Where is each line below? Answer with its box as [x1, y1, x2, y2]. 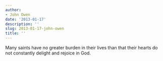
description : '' [5, 21, 39, 27]
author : [5, 7, 22, 13]
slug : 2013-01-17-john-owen [5, 26, 65, 31]
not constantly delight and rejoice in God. [5, 50, 91, 56]
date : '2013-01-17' [5, 17, 46, 22]
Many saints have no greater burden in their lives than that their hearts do [5, 45, 158, 50]
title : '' [5, 31, 26, 36]
